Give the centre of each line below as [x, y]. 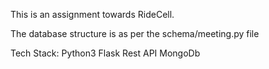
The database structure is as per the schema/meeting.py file [135, 33]
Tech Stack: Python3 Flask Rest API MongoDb [105, 53]
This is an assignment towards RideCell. [92, 14]
